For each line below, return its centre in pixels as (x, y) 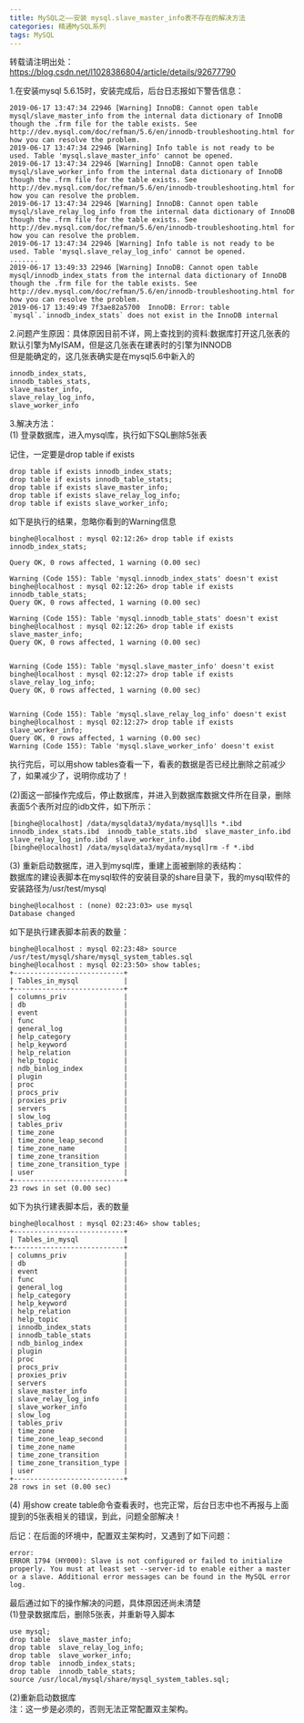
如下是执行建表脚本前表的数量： (69, 932)
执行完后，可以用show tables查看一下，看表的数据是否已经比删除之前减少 (148, 764)
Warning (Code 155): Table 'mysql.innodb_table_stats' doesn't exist (144, 619)
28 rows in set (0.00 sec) (61, 1487)
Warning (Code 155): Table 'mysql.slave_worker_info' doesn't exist (142, 747)
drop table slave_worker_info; (71, 1656)
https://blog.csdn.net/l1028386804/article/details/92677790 (123, 72)
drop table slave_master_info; (71, 1640)
